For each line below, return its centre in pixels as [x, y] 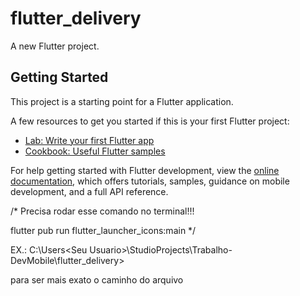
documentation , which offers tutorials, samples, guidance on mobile [150, 181]
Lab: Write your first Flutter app [89, 140]
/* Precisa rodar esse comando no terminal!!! [102, 211]
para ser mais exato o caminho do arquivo [97, 279]
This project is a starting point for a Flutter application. [122, 101]
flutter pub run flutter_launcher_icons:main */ [103, 230]
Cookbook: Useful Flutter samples [95, 151]
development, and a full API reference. [89, 191]
